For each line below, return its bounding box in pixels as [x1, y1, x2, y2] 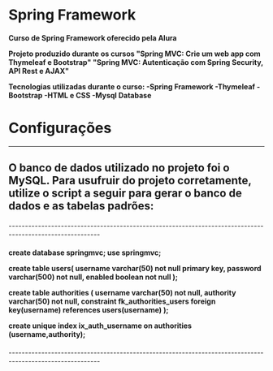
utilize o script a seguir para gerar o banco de [8, 187, 242, 201]
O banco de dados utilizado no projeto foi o [8, 161, 230, 175]
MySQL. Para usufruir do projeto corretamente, [8, 174, 252, 188]
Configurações [8, 119, 112, 137]
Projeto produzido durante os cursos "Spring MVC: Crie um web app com [8, 49, 262, 58]
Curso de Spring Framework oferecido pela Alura [8, 32, 177, 42]
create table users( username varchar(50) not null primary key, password [8, 264, 262, 274]
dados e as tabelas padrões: [8, 199, 154, 213]
